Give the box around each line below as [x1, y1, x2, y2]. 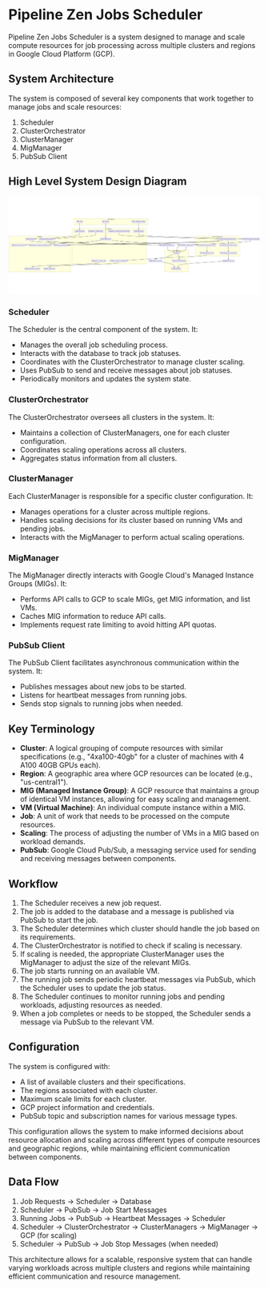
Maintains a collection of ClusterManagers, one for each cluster [19, 428, 230, 437]
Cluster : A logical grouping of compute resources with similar [19, 744, 224, 753]
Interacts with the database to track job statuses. [19, 349, 182, 358]
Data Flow [8, 1175, 59, 1189]
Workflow [8, 877, 58, 891]
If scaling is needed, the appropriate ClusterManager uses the [19, 949, 225, 959]
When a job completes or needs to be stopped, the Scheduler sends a [19, 1009, 251, 1019]
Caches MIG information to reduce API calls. [19, 612, 166, 621]
